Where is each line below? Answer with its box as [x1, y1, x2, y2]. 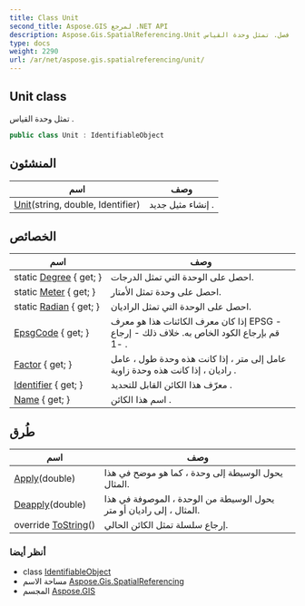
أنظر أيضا [9, 546, 46, 559]
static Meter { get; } [14, 286, 96, 298]
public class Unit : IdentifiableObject [9, 131, 165, 140]
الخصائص [9, 229, 56, 244]
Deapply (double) [14, 498, 86, 511]
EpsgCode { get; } [14, 327, 90, 339]
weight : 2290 [9, 47, 59, 56]
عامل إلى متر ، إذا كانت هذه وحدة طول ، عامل [110, 353, 287, 366]
